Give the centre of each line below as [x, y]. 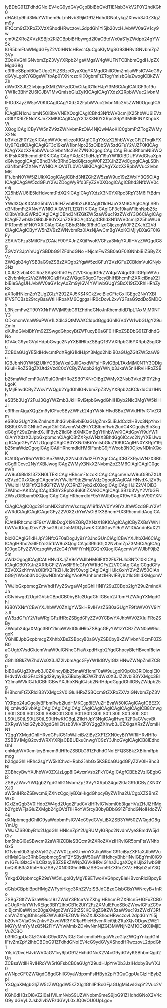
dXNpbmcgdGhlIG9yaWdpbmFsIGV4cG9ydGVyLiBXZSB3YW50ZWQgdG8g [83, 820]
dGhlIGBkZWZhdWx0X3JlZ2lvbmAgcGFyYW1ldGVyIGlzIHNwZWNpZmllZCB [83, 660]
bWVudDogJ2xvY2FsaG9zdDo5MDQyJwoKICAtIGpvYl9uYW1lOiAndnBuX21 [83, 527]
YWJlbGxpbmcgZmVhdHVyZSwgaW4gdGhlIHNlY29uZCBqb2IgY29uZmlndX [83, 586]
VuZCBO [14, 931]
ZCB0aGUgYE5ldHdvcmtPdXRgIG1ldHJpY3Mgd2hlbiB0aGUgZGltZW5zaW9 [83, 352]
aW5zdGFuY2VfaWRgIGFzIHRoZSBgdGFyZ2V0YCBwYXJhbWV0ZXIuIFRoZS [83, 618]
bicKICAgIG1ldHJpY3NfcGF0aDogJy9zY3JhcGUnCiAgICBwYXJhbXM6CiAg [83, 538]
